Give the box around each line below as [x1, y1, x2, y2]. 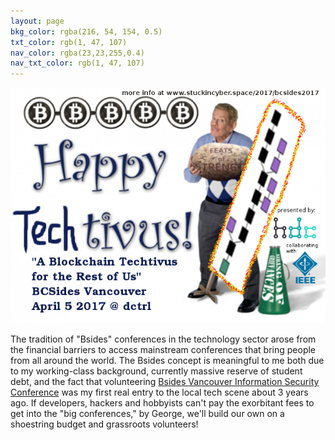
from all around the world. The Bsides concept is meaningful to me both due [10, 355, 325, 367]
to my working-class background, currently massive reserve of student [10, 365, 303, 377]
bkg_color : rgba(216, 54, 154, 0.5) [10, 26, 163, 37]
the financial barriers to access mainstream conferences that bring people [10, 344, 317, 356]
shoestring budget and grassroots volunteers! [10, 418, 199, 430]
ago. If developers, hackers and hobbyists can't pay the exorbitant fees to [10, 397, 315, 409]
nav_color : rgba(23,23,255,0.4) [10, 48, 145, 58]
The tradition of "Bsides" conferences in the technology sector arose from [10, 333, 317, 345]
